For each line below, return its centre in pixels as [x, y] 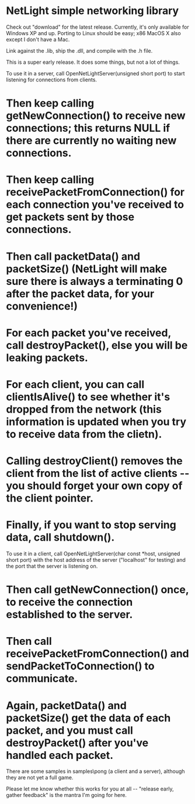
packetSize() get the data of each [88, 718]
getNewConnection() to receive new [96, 116]
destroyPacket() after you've [77, 743]
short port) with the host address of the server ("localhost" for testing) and [96, 560]
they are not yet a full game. [40, 778]
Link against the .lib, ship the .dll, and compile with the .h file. [79, 50]
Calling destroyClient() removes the [94, 461]
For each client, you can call [75, 384]
